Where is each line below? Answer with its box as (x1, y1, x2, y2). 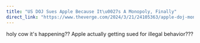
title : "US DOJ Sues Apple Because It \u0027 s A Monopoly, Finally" (6, 8, 177, 15)
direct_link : (6, 14, 39, 20)
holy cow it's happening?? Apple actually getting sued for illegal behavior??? (6, 30, 193, 37)
